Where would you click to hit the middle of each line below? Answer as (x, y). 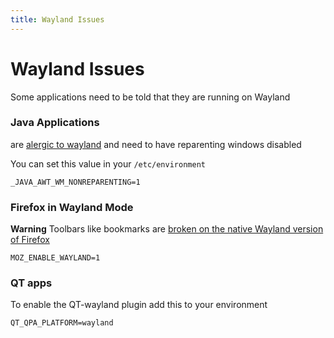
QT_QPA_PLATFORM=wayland (62, 323)
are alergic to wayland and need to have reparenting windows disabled (156, 144)
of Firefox (30, 240)
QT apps (31, 283)
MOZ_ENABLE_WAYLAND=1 (55, 258)
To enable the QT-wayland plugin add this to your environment (139, 305)
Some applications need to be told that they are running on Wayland (150, 97)
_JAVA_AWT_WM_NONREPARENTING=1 (75, 182)
